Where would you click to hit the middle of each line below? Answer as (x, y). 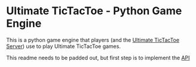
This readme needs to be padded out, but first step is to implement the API (98, 58)
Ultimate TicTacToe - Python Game (94, 11)
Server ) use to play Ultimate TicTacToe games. (64, 46)
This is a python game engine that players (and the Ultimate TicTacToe (93, 40)
